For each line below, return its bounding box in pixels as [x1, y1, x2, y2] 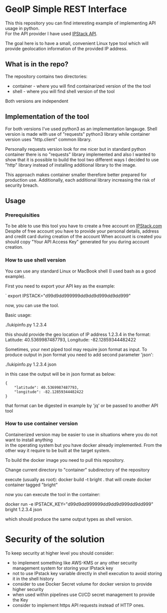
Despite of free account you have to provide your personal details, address [5, 228, 159, 234]
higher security [12, 586, 44, 592]
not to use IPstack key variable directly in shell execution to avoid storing [12, 570, 162, 576]
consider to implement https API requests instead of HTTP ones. [12, 602, 145, 608]
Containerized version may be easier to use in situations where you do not [5, 431, 158, 437]
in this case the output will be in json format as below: [5, 371, 116, 377]
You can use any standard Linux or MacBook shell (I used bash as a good [5, 268, 156, 274]
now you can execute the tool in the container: [5, 491, 101, 497]
